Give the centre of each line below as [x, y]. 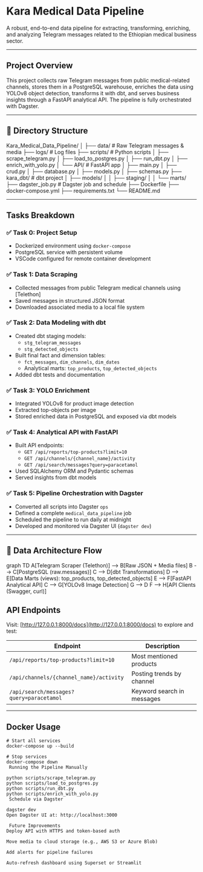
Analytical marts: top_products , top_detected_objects [90, 368]
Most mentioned [155, 657]
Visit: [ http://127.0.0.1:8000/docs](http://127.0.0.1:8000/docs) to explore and [100, 625]
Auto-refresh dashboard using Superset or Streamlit [74, 863]
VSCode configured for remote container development [83, 259]
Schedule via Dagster [36, 799]
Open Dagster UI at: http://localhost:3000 [62, 815]
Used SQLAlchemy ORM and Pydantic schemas [74, 471]
